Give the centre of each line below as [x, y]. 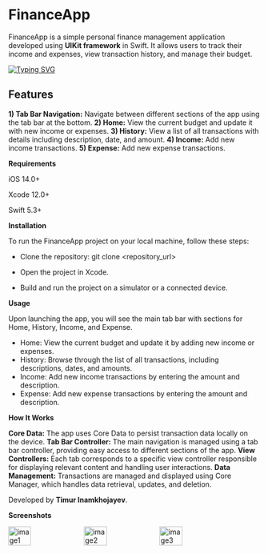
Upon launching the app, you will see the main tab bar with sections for [126, 319]
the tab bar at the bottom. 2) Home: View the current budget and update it [131, 122]
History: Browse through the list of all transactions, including [119, 359]
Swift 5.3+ [25, 210]
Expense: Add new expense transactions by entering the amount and [134, 393]
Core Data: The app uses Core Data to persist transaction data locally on [128, 433]
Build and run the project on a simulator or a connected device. [124, 287]
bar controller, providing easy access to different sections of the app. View [132, 450]
